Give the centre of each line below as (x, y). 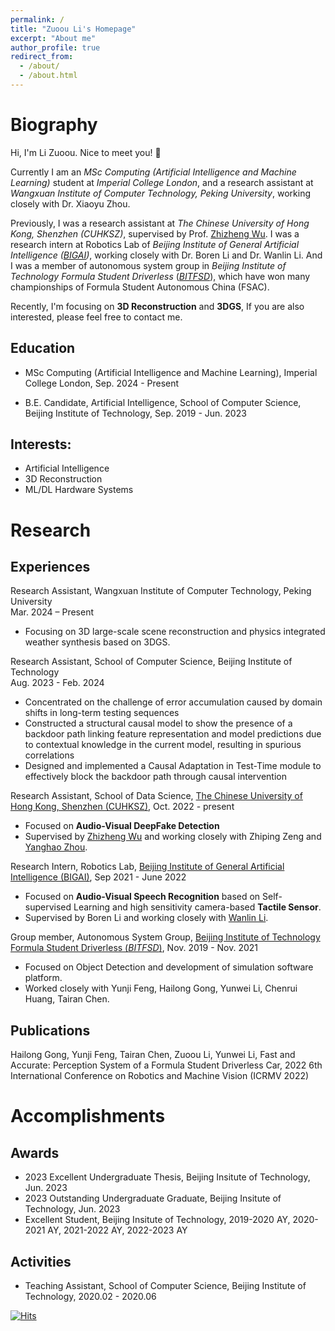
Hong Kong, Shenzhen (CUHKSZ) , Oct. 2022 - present (122, 807)
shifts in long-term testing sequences (102, 713)
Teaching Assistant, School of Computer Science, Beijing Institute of (165, 1286)
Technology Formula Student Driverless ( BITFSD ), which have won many (160, 276)
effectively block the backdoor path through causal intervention (155, 777)
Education (43, 348)
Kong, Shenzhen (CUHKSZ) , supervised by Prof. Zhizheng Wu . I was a (155, 233)
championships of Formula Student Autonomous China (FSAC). (140, 287)
